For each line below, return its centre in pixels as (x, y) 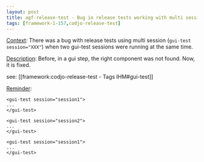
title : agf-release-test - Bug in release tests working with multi (95, 18)
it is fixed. (19, 65)
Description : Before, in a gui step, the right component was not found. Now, (101, 59)
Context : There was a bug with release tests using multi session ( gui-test (99, 41)
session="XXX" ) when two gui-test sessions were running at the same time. (100, 47)
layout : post (23, 12)
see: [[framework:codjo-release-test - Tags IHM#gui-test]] (80, 77)
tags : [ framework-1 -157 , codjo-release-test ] (63, 23)
